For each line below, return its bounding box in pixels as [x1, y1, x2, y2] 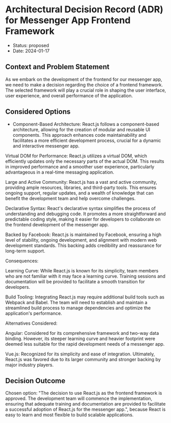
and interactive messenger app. [12, 142, 80, 149]
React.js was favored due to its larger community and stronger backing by [5, 356, 161, 362]
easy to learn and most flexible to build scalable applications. [5, 412, 134, 418]
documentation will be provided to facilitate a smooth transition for [5, 278, 145, 285]
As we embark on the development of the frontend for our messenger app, [5, 76, 162, 82]
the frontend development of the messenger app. [5, 221, 109, 227]
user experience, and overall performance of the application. [5, 92, 133, 98]
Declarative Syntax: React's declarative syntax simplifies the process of [5, 205, 156, 211]
